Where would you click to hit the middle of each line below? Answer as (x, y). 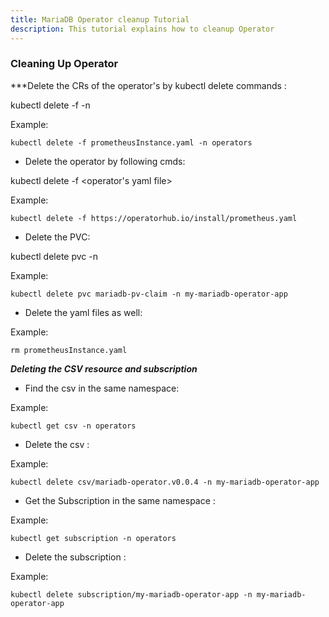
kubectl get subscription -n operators (93, 538)
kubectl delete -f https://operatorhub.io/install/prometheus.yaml (154, 218)
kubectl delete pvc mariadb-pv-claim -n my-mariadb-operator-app (149, 294)
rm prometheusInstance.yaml (69, 350)
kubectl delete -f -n (50, 105)
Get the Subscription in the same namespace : (120, 500)
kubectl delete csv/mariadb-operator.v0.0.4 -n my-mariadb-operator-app (165, 482)
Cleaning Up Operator (64, 64)
